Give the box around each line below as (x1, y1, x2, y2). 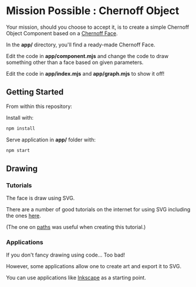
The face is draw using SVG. (6, 195, 75, 202)
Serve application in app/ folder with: (6, 136, 96, 143)
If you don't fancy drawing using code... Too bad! (6, 251, 125, 259)
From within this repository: (6, 103, 72, 110)
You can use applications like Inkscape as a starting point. (6, 274, 147, 281)
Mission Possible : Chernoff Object (6, 4, 180, 18)
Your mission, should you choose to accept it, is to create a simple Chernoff (6, 23, 190, 31)
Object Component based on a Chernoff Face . (6, 29, 119, 36)
